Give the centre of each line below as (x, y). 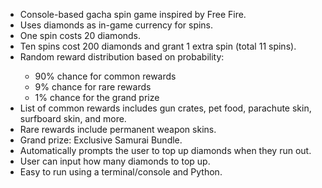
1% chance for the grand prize (97, 97)
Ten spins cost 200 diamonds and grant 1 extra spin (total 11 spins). (158, 46)
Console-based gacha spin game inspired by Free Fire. (133, 14)
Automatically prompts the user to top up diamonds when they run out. (165, 150)
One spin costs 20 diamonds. (80, 35)
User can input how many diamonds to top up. (115, 161)
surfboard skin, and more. (73, 118)
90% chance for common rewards (105, 76)
